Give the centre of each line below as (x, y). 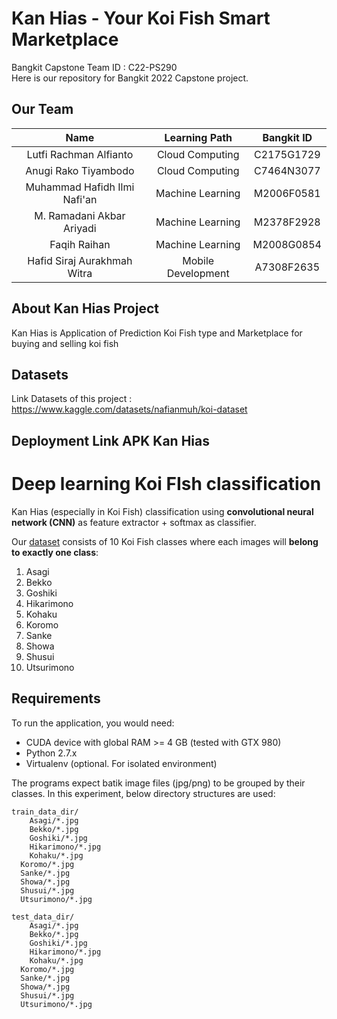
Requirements (56, 698)
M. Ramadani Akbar (80, 215)
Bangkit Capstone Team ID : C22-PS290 (94, 67)
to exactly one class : (55, 552)
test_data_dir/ (43, 917)
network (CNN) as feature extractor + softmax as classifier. (134, 522)
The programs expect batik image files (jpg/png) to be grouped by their (158, 783)
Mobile (198, 260)
